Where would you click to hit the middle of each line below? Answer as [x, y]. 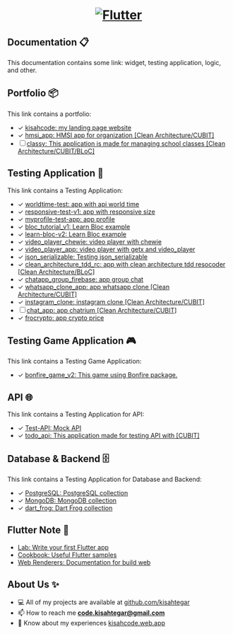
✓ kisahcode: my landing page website [74, 127]
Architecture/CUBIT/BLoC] [56, 151]
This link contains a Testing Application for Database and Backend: [105, 479]
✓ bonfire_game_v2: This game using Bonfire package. [97, 375]
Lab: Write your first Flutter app [63, 547]
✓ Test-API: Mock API [49, 428]
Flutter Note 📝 [38, 530]
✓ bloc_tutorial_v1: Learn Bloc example [74, 226]
